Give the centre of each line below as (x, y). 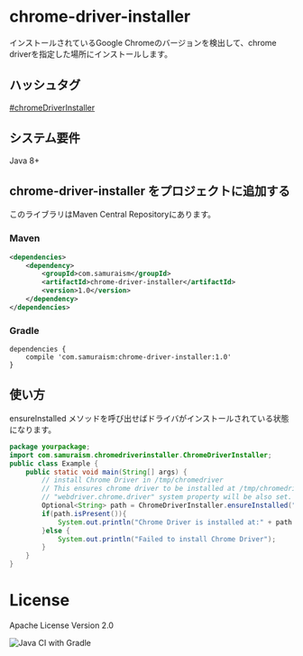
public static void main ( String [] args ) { (106, 472)
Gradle (24, 330)
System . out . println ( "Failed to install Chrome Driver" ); (167, 539)
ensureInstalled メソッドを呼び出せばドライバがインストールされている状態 (149, 418)
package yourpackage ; (50, 447)
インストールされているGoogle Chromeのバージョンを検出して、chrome (143, 42)
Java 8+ (25, 161)
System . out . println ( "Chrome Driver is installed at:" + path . (177, 522)
